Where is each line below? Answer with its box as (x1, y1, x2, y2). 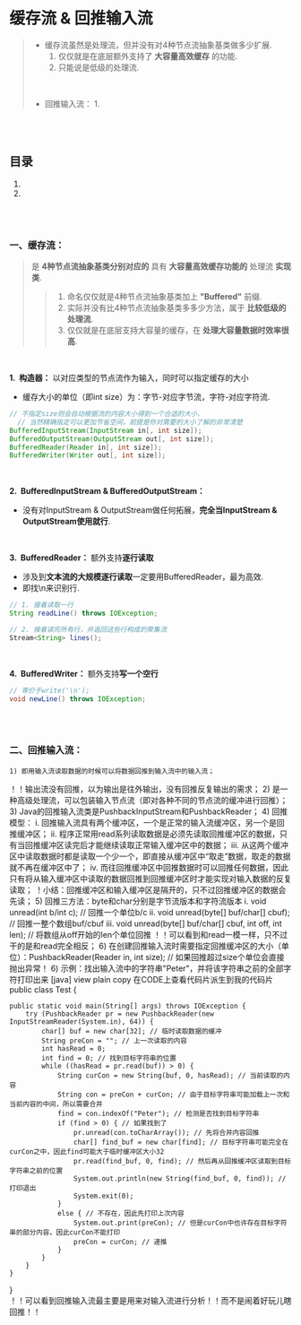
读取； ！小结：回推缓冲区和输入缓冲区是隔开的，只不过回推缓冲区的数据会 (9, 884, 287, 895)
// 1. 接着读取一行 (9, 601, 74, 610)
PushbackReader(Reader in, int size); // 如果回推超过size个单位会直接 (28, 951, 285, 962)
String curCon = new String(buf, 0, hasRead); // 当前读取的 (56, 1070, 284, 1080)
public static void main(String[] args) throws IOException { (9, 1001, 246, 1010)
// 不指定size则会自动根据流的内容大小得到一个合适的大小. (9, 410, 202, 419)
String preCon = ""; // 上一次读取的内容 (41, 1036, 188, 1045)
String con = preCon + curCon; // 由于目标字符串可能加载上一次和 (56, 1090, 290, 1099)
